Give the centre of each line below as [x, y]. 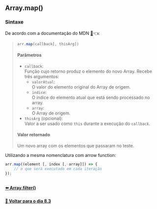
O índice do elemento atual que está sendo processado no [91, 97]
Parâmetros [29, 55]
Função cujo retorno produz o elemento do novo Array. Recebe [88, 71]
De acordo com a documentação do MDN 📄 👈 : [52, 33]
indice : [39, 92]
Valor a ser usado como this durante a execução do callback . [87, 123]
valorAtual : [43, 82]
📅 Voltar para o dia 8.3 [28, 201]
